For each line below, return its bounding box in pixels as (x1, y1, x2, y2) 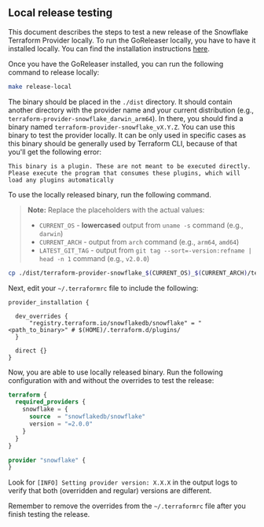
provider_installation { (8, 298, 90, 306)
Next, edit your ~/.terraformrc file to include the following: (8, 283, 199, 293)
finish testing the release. (8, 510, 90, 519)
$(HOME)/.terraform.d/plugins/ (78, 326, 181, 334)
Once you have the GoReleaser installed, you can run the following (8, 59, 224, 68)
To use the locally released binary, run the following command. (8, 190, 212, 199)
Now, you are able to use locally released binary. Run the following (8, 367, 224, 377)
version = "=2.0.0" (28, 420, 93, 428)
